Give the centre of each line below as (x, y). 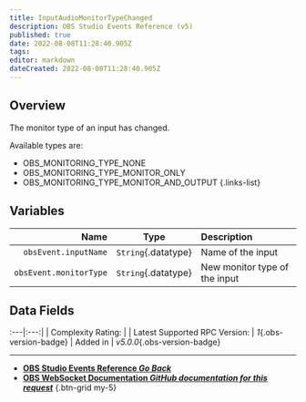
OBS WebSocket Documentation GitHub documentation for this (145, 378)
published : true (40, 35)
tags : (20, 52)
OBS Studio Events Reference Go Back (97, 368)
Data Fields (42, 310)
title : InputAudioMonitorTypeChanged (81, 18)
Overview (38, 106)
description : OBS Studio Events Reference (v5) (102, 26)
